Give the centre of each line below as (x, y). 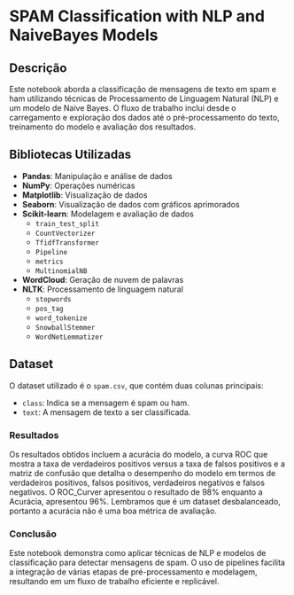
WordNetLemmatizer (69, 337)
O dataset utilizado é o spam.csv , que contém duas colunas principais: (136, 385)
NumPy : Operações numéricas (78, 185)
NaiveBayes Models (84, 35)
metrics (49, 262)
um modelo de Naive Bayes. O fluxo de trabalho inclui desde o (123, 108)
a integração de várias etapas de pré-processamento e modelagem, (133, 572)
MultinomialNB (61, 271)
